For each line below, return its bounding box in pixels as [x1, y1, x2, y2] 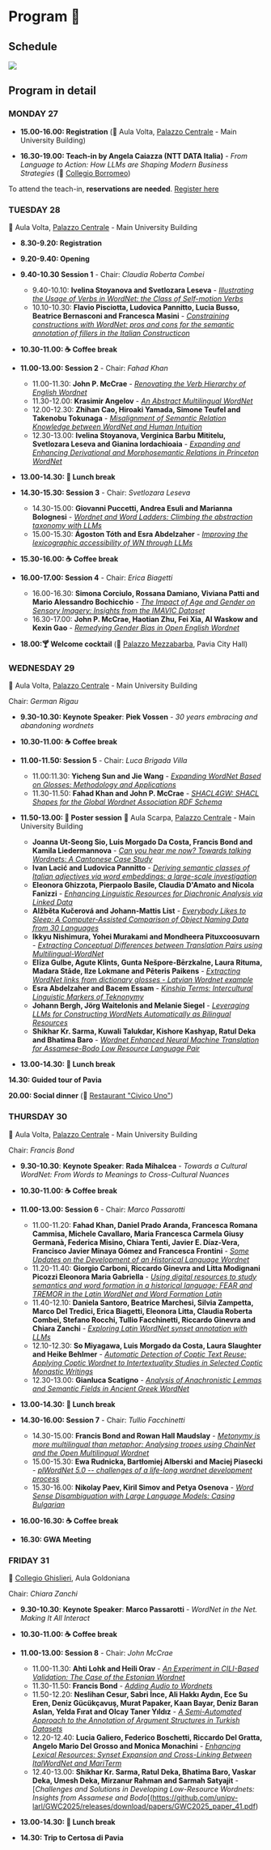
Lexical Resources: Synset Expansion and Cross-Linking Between [32, 1750, 252, 1759]
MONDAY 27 [8, 109, 59, 120]
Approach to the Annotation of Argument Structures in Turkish [32, 1715, 240, 1724]
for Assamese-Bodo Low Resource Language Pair [32, 1044, 201, 1054]
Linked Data [32, 897, 73, 907]
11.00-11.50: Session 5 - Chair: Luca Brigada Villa [19, 756, 188, 765]
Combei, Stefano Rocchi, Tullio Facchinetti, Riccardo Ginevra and [32, 1315, 256, 1324]
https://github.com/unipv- [152, 1792, 239, 1802]
